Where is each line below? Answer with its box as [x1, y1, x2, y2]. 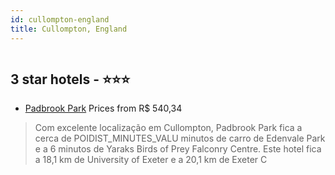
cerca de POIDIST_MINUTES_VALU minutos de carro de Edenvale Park [34, 132, 326, 145]
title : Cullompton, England [10, 24, 128, 34]
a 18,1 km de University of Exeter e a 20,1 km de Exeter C [34, 154, 268, 166]
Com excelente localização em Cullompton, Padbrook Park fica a [34, 122, 303, 134]
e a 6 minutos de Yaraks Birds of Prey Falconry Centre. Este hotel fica [34, 143, 322, 155]
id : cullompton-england [10, 14, 110, 25]
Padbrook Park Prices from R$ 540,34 [24, 102, 183, 115]
